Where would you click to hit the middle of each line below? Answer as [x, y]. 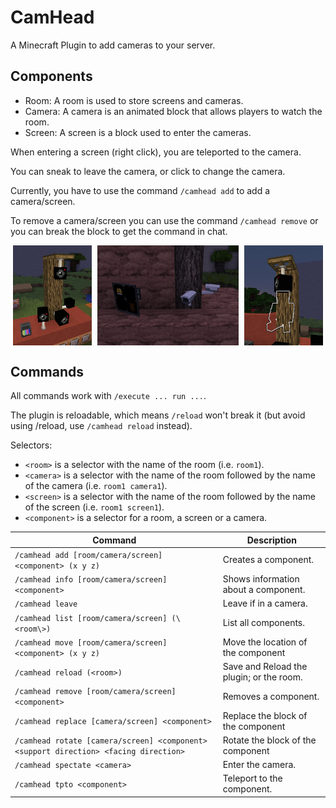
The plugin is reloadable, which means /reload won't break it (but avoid [158, 415]
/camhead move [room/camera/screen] [91, 642]
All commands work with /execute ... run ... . [108, 396]
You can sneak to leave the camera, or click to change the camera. [148, 171]
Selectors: [31, 445]
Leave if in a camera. [265, 603]
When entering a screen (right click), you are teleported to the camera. [156, 152]
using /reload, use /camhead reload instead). [101, 426]
